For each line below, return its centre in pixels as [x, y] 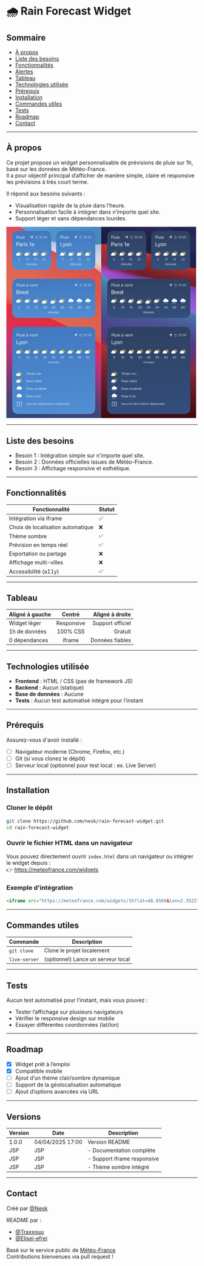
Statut [107, 509]
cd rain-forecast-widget [38, 828]
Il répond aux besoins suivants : [46, 194]
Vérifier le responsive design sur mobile [65, 1018]
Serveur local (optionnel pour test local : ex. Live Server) [86, 765]
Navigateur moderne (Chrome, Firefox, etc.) [70, 751]
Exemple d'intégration [40, 887]
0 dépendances [29, 640]
